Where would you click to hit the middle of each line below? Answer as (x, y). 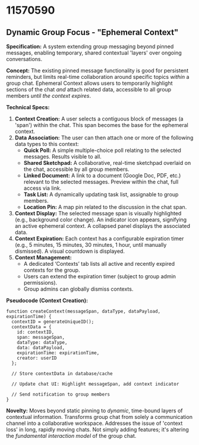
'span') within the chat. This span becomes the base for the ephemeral (101, 125)
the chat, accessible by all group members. (76, 169)
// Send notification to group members (61, 395)
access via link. (42, 188)
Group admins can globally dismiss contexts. (78, 289)
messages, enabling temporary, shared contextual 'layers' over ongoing (94, 53)
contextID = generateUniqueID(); (53, 322)
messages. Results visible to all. (63, 157)
